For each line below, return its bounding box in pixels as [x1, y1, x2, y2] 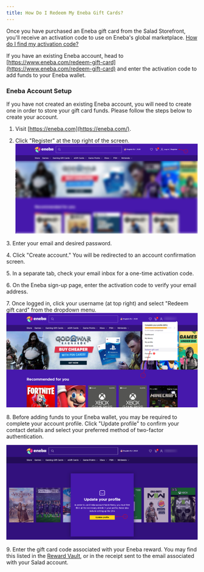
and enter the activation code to [117, 65, 197, 72]
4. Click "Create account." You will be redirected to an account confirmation [6, 251, 196, 259]
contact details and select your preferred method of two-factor [6, 427, 164, 434]
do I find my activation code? [6, 40, 79, 47]
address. [6, 288, 29, 295]
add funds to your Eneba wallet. [6, 71, 86, 78]
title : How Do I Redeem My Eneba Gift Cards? [6, 10, 123, 16]
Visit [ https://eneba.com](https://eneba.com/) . [15, 125, 132, 132]
